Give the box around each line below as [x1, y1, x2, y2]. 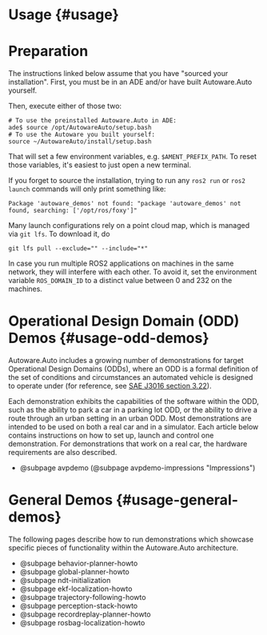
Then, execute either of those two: [8, 102, 122, 111]
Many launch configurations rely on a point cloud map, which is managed [8, 221, 250, 230]
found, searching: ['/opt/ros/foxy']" [8, 206, 137, 215]
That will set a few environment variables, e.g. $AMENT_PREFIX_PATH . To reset [8, 152, 257, 162]
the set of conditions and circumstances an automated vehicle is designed [8, 373, 253, 382]
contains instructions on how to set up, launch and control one [8, 430, 214, 441]
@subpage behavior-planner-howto [19, 558, 138, 568]
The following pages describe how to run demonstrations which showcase [8, 534, 254, 544]
